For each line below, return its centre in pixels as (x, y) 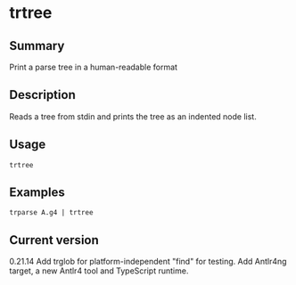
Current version (54, 240)
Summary (37, 46)
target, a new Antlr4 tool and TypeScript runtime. (99, 271)
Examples (37, 193)
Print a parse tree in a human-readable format (94, 67)
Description (42, 95)
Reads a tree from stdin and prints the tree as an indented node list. (133, 116)
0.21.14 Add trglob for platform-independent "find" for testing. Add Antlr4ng (148, 262)
